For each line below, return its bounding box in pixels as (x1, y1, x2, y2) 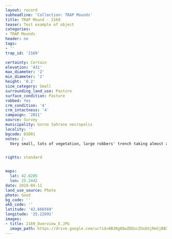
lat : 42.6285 (10, 173, 38, 179)
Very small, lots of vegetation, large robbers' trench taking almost (10, 141, 164, 146)
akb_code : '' (5, 202, 33, 207)
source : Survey (5, 117, 38, 122)
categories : (5, 27, 31, 32)
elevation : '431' (5, 65, 42, 70)
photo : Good (5, 192, 31, 198)
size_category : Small (5, 84, 52, 89)
